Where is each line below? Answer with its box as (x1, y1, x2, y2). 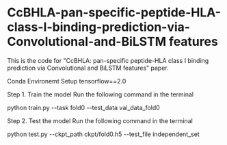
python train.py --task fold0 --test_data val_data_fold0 (7, 103, 161, 111)
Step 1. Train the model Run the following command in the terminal (7, 90, 193, 98)
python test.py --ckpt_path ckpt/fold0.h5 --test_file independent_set (7, 130, 200, 138)
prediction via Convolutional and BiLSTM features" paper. (7, 64, 169, 72)
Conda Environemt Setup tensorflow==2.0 (7, 77, 126, 85)
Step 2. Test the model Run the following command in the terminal (7, 116, 193, 124)
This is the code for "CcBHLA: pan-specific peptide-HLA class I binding (7, 56, 209, 64)
